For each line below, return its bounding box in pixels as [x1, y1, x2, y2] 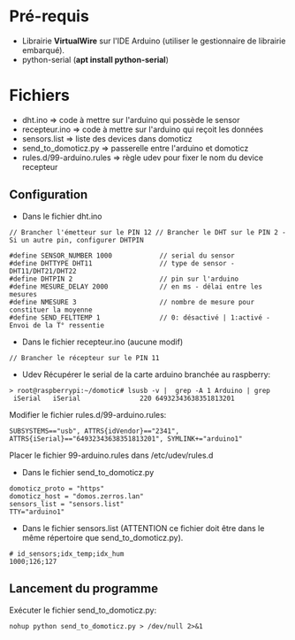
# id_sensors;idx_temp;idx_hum [9, 549, 125, 559]
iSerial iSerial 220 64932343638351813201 [12, 394, 236, 403]
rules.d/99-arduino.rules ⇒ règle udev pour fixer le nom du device [21, 152, 263, 163]
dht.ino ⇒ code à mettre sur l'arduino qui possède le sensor [21, 114, 240, 125]
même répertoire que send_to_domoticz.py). [21, 532, 184, 543]
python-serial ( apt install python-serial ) [21, 54, 170, 65]
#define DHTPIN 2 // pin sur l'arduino [9, 274, 239, 283]
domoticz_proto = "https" [9, 484, 104, 493]
